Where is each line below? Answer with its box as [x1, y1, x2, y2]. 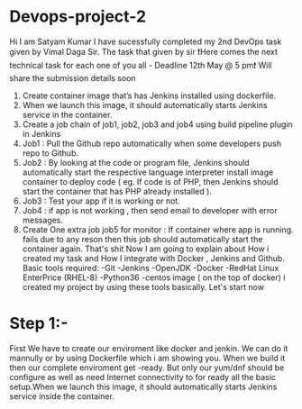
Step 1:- [9, 314, 69, 334]
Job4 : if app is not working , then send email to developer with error [22, 204, 278, 215]
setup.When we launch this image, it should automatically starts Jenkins [9, 381, 278, 392]
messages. [22, 214, 64, 225]
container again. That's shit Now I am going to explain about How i [22, 243, 270, 254]
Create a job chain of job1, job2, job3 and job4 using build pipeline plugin [22, 119, 293, 130]
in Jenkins [22, 128, 61, 139]
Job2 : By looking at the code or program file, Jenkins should [22, 157, 250, 168]
